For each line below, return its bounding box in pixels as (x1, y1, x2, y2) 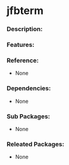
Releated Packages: (6, 140, 65, 148)
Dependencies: (6, 84, 51, 92)
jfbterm (6, 4, 44, 18)
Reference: (6, 56, 39, 64)
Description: (6, 25, 43, 33)
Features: (6, 41, 34, 49)
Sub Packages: (6, 112, 50, 121)
